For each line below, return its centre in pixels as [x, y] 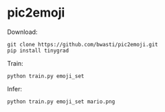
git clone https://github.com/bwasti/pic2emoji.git [82, 44]
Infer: [15, 88]
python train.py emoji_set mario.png [61, 102]
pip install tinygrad [38, 50]
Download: [22, 32]
